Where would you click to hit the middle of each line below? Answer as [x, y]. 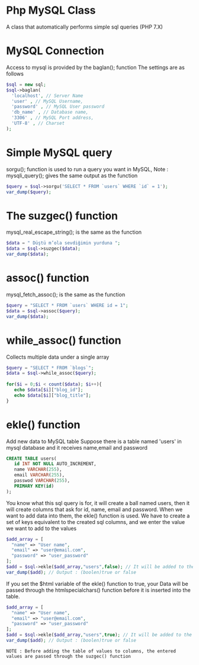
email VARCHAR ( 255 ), [39, 475]
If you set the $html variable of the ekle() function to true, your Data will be [97, 584]
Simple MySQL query [59, 153]
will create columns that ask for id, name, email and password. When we [94, 509]
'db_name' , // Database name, [50, 112]
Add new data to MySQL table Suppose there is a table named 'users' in [94, 441]
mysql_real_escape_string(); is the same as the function [74, 232]
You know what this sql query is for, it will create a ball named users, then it [98, 503]
